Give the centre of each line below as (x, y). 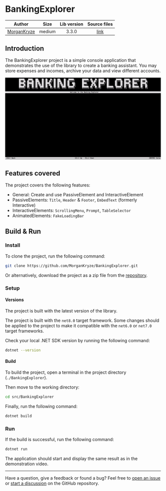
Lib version (72, 24)
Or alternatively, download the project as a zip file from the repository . (76, 275)
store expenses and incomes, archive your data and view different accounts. (83, 71)
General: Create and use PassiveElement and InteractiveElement (78, 195)
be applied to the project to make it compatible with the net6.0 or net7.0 (79, 325)
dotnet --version (23, 350)
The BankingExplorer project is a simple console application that (70, 60)
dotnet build (19, 416)
